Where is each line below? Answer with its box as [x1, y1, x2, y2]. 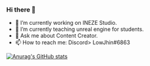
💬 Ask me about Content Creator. [15, 32, 98, 39]
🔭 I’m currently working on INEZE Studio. [15, 19, 117, 27]
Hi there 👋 [6, 5, 36, 14]
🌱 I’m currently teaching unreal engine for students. [15, 25, 144, 33]
